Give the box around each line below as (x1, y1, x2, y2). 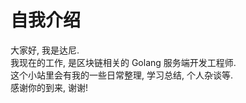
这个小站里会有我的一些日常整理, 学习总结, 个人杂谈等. (10, 69, 233, 81)
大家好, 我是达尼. (10, 44, 80, 56)
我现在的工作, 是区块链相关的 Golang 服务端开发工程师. (10, 56, 237, 68)
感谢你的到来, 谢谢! (10, 81, 88, 93)
